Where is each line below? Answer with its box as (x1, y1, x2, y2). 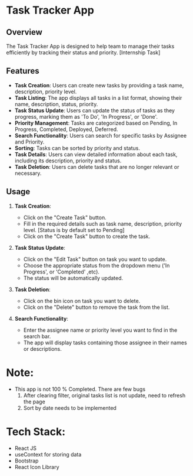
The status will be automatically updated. (23, 274, 124, 281)
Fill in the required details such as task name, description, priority (23, 220, 182, 227)
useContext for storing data (14, 451, 82, 458)
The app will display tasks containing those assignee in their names (23, 339, 187, 346)
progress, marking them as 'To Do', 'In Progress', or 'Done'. (14, 113, 158, 120)
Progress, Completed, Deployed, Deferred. (14, 125, 119, 133)
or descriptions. (23, 345, 62, 352)
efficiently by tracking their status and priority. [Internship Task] (6, 49, 161, 56)
